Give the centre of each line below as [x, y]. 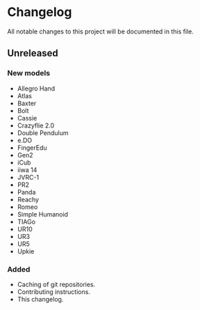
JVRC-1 [28, 177]
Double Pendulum [43, 132]
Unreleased [33, 53]
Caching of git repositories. [56, 284]
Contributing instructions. [53, 292]
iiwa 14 [27, 170]
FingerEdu [32, 148]
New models [29, 73]
